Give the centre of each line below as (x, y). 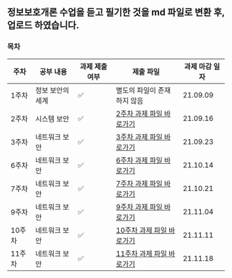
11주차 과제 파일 (142, 253)
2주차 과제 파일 (139, 113)
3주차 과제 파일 (139, 137)
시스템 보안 (52, 118)
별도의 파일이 (136, 90)
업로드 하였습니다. (43, 25)
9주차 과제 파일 (139, 207)
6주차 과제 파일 (139, 160)
